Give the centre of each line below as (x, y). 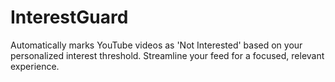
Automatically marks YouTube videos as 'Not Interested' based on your (156, 45)
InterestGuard (69, 17)
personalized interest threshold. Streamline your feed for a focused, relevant (167, 55)
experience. (35, 66)
